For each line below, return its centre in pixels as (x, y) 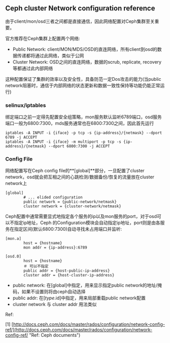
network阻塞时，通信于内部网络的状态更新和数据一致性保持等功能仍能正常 (83, 85)
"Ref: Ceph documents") (55, 335)
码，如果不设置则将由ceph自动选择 (49, 292)
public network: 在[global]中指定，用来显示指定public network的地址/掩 (87, 285)
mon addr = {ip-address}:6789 (55, 248)
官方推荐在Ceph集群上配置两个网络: (43, 38)
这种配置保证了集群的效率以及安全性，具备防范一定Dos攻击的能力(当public (83, 79)
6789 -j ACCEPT (21, 137)
